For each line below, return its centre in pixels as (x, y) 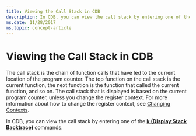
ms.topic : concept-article (39, 28)
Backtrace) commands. (34, 128)
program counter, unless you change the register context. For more (87, 97)
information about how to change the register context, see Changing (88, 104)
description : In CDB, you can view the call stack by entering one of (94, 17)
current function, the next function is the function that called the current (92, 85)
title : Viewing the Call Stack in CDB (53, 11)
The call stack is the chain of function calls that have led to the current (91, 73)
